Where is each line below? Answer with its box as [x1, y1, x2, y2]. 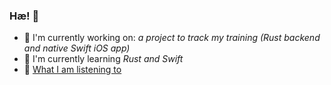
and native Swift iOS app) [23, 42, 131, 54]
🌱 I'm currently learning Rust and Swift [23, 53, 184, 65]
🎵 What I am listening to [23, 64, 122, 76]
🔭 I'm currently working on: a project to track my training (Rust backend [23, 32, 321, 44]
